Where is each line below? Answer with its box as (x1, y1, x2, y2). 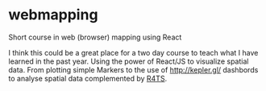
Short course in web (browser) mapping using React (8, 32, 182, 42)
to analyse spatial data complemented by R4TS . (8, 73, 168, 83)
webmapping (8, 6, 98, 24)
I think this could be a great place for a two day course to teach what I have (8, 48, 259, 57)
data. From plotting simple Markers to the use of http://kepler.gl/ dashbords (8, 64, 259, 74)
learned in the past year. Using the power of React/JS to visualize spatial (8, 56, 249, 66)
